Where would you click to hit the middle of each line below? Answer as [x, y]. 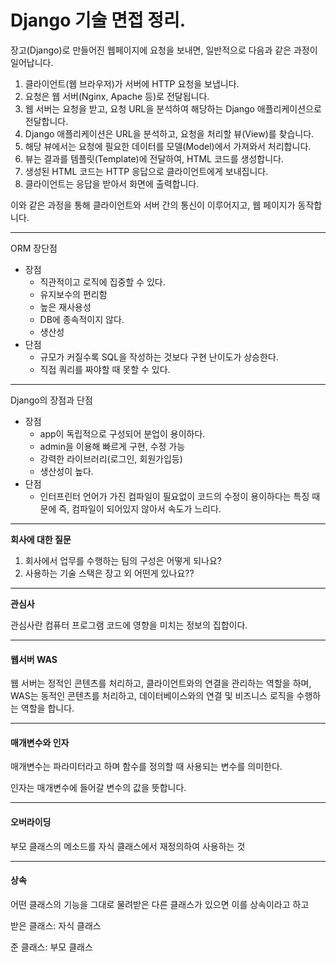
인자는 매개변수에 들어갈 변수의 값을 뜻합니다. [98, 788]
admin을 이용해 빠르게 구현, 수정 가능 [112, 446]
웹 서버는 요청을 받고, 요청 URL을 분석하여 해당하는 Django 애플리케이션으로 [173, 108]
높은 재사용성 [65, 307]
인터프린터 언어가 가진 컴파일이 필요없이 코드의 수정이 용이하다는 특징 [174, 496]
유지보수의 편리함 [73, 294]
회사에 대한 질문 [41, 539]
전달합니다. [46, 121]
